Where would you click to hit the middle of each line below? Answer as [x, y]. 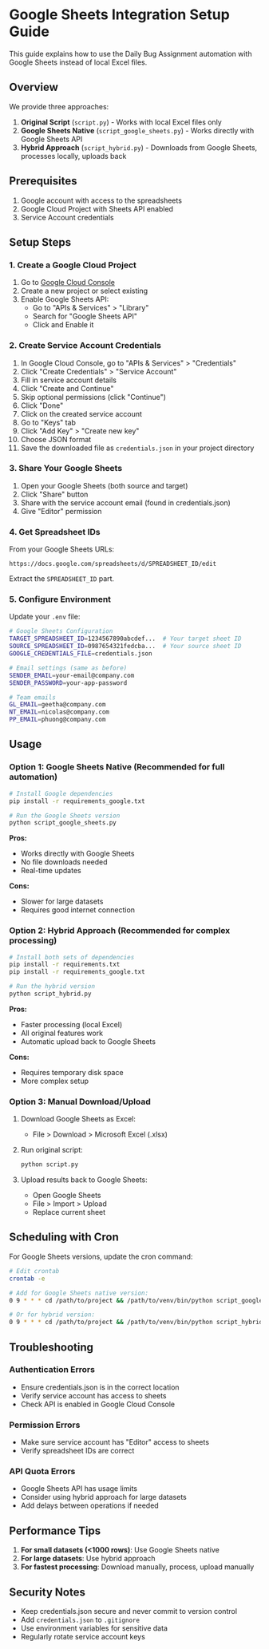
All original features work [61, 1033]
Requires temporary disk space [72, 1072]
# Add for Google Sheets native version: [79, 1293]
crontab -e [27, 1279]
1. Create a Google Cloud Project [73, 265]
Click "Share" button [54, 494]
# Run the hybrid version [52, 987]
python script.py [49, 1165]
